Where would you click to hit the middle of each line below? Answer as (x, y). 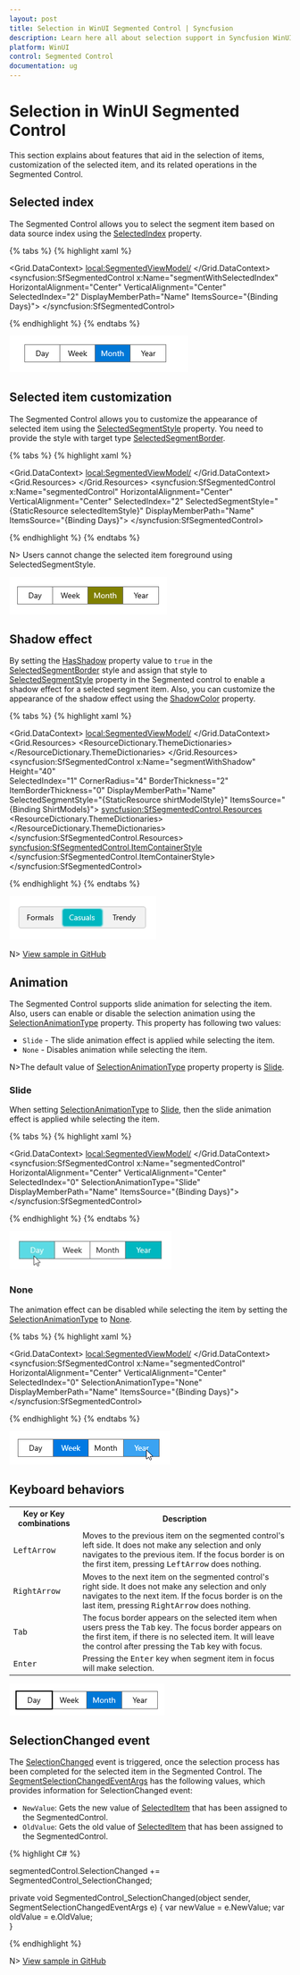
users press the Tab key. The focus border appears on (182, 1627)
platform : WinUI (39, 47)
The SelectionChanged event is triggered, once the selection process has (145, 1762)
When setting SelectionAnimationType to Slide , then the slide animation (141, 1110)
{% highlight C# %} (45, 1854)
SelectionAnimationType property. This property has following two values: (145, 1023)
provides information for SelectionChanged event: (101, 1791)
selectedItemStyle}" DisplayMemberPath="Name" (162, 511)
